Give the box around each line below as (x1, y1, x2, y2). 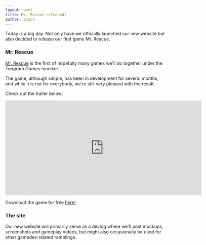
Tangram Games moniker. (5, 65, 60, 71)
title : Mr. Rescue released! (5, 12, 67, 17)
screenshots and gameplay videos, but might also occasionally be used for (5, 228, 161, 235)
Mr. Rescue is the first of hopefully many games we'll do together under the (5, 60, 163, 66)
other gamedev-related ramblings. (5, 234, 77, 240)
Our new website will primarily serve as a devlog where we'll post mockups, (5, 223, 163, 229)
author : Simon (5, 17, 35, 22)
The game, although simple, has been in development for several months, (5, 75, 159, 81)
